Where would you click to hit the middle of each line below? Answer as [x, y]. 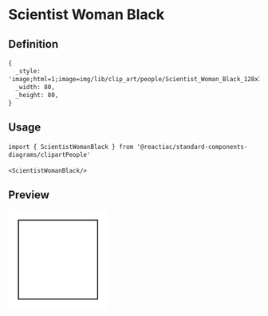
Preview [29, 195]
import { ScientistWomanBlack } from [71, 146]
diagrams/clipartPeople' [49, 154]
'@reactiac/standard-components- [192, 146]
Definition [33, 44]
